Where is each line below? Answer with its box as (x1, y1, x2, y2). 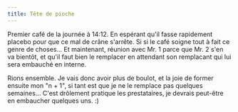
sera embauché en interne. (7, 60, 87, 68)
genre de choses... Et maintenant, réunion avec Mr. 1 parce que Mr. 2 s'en (7, 45, 224, 53)
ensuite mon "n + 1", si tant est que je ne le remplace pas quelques (7, 81, 203, 89)
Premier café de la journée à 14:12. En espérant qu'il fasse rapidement (7, 30, 213, 38)
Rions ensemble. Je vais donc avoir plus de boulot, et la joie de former (7, 74, 214, 82)
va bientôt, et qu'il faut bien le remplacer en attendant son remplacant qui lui (7, 52, 232, 61)
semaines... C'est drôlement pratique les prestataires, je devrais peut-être (7, 89, 224, 97)
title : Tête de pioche (7, 10, 75, 18)
